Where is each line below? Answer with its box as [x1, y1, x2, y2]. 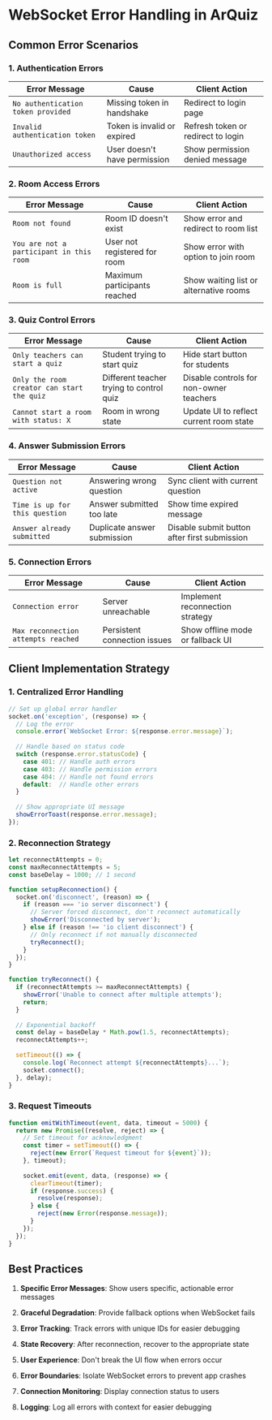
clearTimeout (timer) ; [29, 1179, 104, 1187]
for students [183, 359, 229, 370]
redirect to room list [183, 223, 258, 235]
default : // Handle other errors [23, 780, 139, 788]
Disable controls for [183, 372, 257, 383]
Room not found [12, 219, 71, 228]
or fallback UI [181, 635, 232, 646]
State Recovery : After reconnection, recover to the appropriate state [19, 1340, 249, 1349]
